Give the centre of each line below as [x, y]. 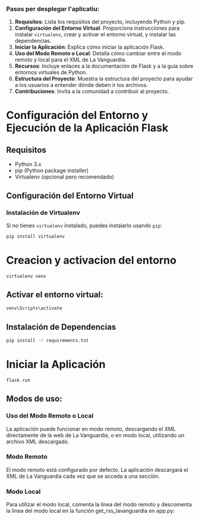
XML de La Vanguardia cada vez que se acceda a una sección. [83, 476]
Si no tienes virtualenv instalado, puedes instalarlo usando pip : [84, 225]
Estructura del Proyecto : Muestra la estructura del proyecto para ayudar [104, 79]
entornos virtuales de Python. [51, 73]
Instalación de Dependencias [61, 327]
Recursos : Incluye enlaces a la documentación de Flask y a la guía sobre [104, 66]
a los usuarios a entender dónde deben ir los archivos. [81, 85]
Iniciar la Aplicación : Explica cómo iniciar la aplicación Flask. [90, 47]
